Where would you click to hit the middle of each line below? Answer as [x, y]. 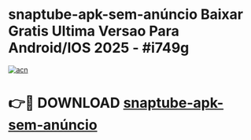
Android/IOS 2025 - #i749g [99, 48]
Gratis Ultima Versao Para [94, 31]
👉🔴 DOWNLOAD [64, 103]
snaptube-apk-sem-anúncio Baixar [126, 15]
